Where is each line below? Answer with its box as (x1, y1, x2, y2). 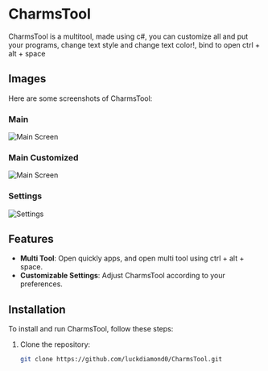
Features (8, 232, 54, 246)
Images (8, 72, 47, 85)
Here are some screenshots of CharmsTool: (8, 94, 153, 103)
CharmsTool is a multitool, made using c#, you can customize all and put (8, 31, 249, 41)
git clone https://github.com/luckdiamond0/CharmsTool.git (19, 356, 223, 364)
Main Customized (8, 152, 79, 163)
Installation (8, 302, 66, 316)
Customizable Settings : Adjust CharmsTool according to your (19, 271, 225, 281)
